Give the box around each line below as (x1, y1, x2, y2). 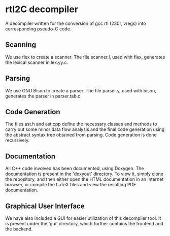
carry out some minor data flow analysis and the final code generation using (5, 126, 165, 132)
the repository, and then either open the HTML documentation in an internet (5, 176, 164, 182)
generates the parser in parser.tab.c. (5, 93, 82, 99)
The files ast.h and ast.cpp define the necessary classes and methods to (5, 121, 157, 127)
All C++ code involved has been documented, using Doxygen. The (5, 165, 144, 172)
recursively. (5, 137, 30, 143)
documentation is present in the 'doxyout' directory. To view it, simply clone (5, 171, 164, 177)
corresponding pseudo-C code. (5, 25, 72, 31)
